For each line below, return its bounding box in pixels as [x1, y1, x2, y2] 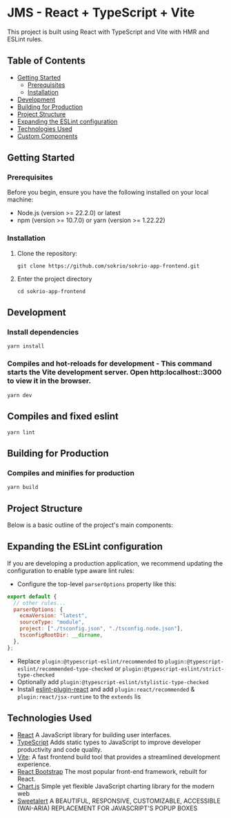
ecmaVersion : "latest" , [19, 612, 88, 619]
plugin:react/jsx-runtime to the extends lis [17, 692, 141, 701]
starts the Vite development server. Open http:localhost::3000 [7, 368, 222, 377]
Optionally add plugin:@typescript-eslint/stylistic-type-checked [17, 677, 209, 686]
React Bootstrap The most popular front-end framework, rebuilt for [17, 767, 208, 775]
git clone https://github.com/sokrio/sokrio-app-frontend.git [17, 262, 200, 270]
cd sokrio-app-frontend [17, 288, 86, 295]
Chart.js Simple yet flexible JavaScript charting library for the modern [17, 781, 215, 790]
